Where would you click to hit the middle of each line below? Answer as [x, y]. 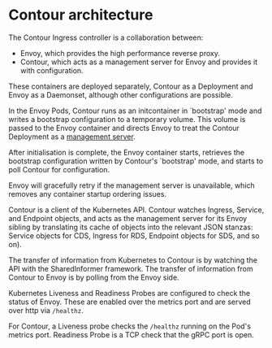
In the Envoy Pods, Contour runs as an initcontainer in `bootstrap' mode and [135, 111]
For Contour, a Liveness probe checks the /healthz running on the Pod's [130, 326]
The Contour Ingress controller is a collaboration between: [106, 37]
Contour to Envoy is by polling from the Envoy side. [94, 277]
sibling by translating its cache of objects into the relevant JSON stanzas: [131, 227]
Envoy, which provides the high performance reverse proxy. [120, 53]
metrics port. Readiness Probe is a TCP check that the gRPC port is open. [131, 334]
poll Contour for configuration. [59, 169]
